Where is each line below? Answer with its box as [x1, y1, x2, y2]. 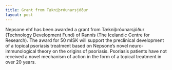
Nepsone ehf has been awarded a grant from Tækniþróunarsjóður [5, 26, 145, 32]
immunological [5, 48, 37, 54]
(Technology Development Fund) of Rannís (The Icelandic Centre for [5, 32, 150, 38]
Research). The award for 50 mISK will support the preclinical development [5, 37, 164, 43]
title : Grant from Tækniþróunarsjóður [5, 7, 88, 13]
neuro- [129, 42, 144, 49]
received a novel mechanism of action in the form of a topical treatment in [5, 53, 162, 59]
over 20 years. [5, 59, 36, 65]
